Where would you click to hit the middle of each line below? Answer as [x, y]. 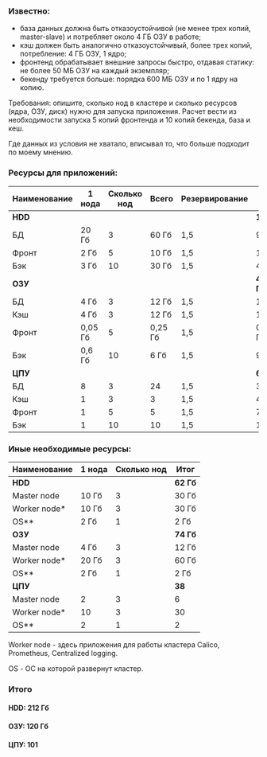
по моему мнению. [41, 152]
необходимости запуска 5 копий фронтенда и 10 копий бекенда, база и [129, 120]
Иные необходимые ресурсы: [70, 449]
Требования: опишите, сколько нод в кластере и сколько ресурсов [123, 103]
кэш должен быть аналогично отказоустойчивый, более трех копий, [136, 45]
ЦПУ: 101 [23, 744]
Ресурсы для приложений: [63, 173]
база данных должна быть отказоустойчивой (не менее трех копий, [135, 29]
